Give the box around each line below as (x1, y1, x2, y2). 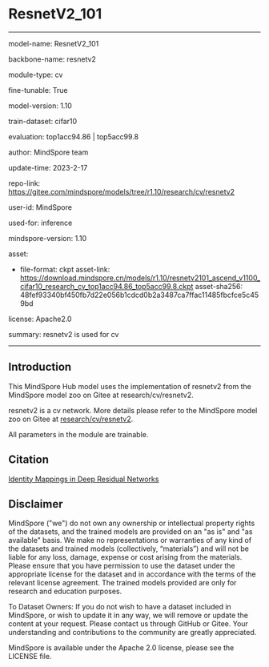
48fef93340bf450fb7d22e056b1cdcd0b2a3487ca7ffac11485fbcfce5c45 (19, 290, 259, 299)
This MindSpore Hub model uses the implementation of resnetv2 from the (8, 381, 252, 391)
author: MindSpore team (8, 147, 89, 157)
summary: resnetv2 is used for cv (8, 329, 119, 339)
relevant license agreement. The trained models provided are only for (8, 578, 237, 588)
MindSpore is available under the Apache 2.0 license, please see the (8, 643, 235, 653)
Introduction (8, 360, 72, 374)
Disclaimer (8, 497, 63, 511)
